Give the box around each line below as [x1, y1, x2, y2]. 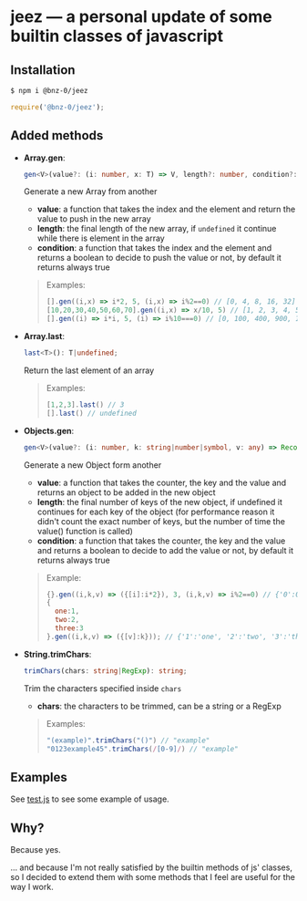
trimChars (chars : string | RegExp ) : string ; [23, 666, 188, 676]
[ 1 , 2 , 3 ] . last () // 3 [46, 399, 125, 409]
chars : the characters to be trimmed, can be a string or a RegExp [36, 700, 281, 711]
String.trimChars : [23, 648, 92, 659]
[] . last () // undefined [46, 409, 138, 418]
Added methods [10, 128, 104, 143]
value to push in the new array [36, 213, 151, 224]
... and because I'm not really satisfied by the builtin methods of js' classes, [10, 862, 292, 873]
